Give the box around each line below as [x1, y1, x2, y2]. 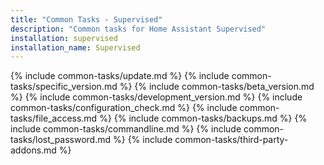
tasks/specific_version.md [10, 81, 118, 93]
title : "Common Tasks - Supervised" [10, 14, 163, 25]
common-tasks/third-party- [174, 134, 289, 146]
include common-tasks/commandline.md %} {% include [10, 123, 242, 135]
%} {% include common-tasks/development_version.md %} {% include [10, 91, 303, 103]
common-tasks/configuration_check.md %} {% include [10, 102, 238, 114]
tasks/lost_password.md [10, 134, 112, 146]
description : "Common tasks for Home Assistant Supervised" [10, 24, 267, 34]
